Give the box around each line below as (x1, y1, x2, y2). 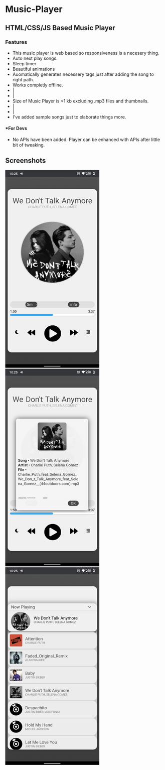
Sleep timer (12, 60, 37, 66)
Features (5, 39, 28, 46)
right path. (12, 76, 34, 82)
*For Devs (5, 125, 28, 132)
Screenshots (5, 157, 46, 165)
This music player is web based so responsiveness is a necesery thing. (12, 50, 159, 56)
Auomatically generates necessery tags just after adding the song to (12, 71, 154, 77)
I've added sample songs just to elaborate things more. (12, 114, 126, 120)
